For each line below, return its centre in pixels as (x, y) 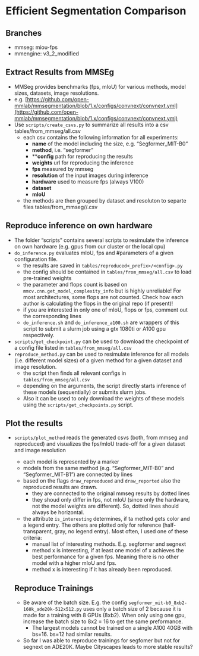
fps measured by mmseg (63, 169)
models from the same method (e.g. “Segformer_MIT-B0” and (99, 468)
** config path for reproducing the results (82, 156)
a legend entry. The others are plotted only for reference (92, 525)
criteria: (32, 538)
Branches (24, 33)
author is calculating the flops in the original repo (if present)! (98, 303)
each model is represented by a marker (71, 462)
